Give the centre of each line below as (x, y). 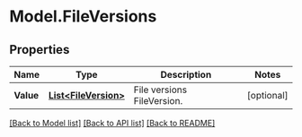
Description (186, 75)
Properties (40, 50)
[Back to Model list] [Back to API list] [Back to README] (112, 123)
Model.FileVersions (83, 17)
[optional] (267, 95)
